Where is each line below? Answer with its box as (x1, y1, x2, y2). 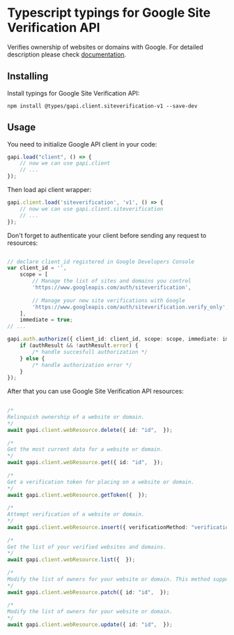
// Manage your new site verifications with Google (32, 297, 186, 304)
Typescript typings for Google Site (7, 5, 211, 21)
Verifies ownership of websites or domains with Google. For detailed (7, 43, 203, 51)
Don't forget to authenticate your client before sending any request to (7, 231, 207, 239)
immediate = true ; (19, 316, 73, 324)
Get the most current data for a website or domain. (7, 446, 164, 453)
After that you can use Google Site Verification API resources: (7, 387, 185, 396)
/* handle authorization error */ (32, 361, 132, 368)
